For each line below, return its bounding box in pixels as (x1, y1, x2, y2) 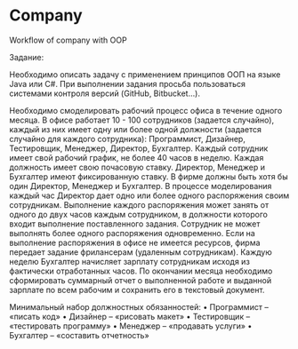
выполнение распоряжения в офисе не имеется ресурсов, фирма (9, 237, 261, 248)
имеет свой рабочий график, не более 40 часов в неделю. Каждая (9, 152, 264, 163)
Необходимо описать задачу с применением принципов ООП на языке (9, 68, 281, 80)
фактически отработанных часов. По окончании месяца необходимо (9, 266, 273, 276)
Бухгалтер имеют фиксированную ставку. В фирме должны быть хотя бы (9, 171, 288, 182)
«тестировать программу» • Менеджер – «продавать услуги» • (9, 321, 253, 331)
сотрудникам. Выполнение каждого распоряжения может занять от (9, 199, 270, 210)
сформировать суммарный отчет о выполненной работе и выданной (9, 274, 272, 285)
